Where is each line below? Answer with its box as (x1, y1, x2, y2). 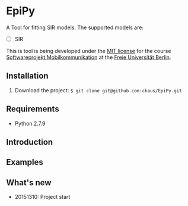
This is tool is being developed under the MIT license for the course (6, 48, 171, 54)
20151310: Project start (14, 193, 71, 201)
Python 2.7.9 (14, 120, 46, 127)
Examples (6, 157, 43, 167)
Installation (6, 71, 49, 81)
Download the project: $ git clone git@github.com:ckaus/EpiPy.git (14, 86, 182, 93)
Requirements (6, 104, 59, 114)
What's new (6, 177, 52, 188)
